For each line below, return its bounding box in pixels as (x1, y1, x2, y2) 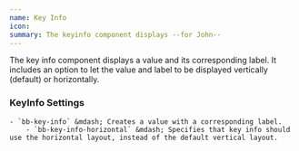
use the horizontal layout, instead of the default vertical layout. (9, 133, 279, 142)
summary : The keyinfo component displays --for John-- (9, 30, 222, 39)
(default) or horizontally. (9, 74, 100, 85)
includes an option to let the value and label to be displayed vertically (9, 64, 268, 75)
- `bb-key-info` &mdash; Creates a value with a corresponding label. (9, 117, 283, 127)
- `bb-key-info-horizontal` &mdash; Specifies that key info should (25, 125, 291, 134)
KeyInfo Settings (9, 97, 85, 109)
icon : (9, 22, 30, 31)
